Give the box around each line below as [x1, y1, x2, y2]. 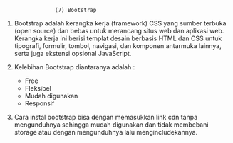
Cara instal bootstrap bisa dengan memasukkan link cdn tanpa [14, 113, 198, 121]
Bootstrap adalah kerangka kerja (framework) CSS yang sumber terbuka [14, 19, 227, 28]
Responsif [24, 99, 55, 108]
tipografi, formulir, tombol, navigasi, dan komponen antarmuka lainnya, [14, 42, 222, 50]
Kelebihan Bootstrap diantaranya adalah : [14, 63, 135, 71]
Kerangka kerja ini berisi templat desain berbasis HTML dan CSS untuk [14, 34, 222, 42]
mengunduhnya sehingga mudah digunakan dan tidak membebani [14, 120, 209, 129]
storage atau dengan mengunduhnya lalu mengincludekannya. [14, 128, 198, 136]
